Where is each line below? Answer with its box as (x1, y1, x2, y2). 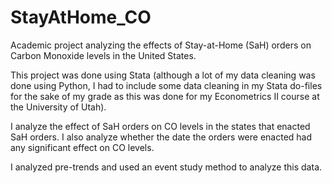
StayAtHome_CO (10, 6, 152, 29)
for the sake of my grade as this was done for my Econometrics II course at (10, 90, 320, 102)
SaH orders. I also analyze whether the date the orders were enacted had (10, 131, 313, 143)
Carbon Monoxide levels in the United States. (10, 49, 197, 61)
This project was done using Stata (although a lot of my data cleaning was (10, 69, 316, 81)
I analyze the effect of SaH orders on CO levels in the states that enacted (10, 120, 311, 132)
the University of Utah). (10, 101, 107, 113)
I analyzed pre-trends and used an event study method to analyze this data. (10, 161, 323, 173)
